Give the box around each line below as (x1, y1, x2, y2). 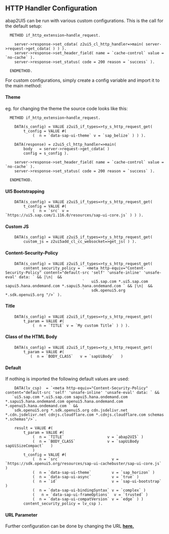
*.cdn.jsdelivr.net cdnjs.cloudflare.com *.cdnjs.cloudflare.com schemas (5, 412, 164, 418)
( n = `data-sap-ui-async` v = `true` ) (32, 475, 139, 480)
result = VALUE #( (14, 426, 53, 431)
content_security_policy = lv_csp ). (23, 501, 103, 507)
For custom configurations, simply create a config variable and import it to (5, 77, 160, 83)
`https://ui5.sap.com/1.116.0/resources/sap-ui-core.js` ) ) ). (5, 213, 144, 218)
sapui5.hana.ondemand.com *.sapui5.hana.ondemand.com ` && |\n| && (5, 283, 153, 288)
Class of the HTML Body (5, 333, 57, 340)
